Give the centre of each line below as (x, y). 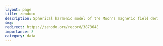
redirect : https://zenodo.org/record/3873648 (52, 27)
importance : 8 (19, 32)
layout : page (18, 9)
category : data (20, 36)
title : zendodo (20, 14)
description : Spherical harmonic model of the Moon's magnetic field (77, 18)
